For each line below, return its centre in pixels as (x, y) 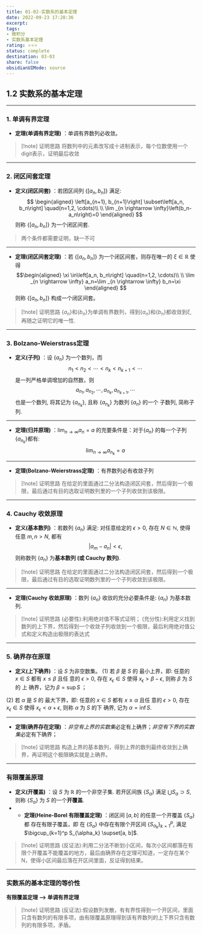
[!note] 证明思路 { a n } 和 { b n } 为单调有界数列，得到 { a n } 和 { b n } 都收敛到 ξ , (106, 312)
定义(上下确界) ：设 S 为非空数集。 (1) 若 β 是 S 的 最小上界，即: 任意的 (102, 671)
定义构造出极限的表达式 (61, 634)
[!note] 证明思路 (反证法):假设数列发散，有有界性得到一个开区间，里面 (107, 910)
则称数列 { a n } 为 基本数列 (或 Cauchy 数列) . (68, 558)
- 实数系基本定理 (25, 40)
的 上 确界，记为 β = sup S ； (51, 687)
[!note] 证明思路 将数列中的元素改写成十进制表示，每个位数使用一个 (104, 146)
